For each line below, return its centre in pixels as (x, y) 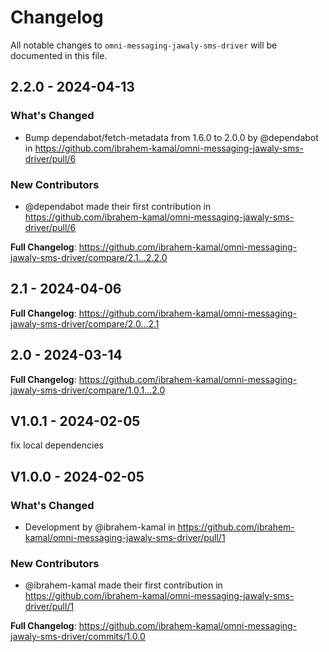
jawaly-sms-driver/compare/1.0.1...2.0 (88, 390)
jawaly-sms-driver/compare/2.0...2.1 (85, 323)
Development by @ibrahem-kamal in (100, 527)
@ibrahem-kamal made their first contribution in (123, 585)
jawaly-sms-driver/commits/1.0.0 (78, 637)
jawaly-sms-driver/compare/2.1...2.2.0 (89, 257)
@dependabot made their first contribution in (118, 206)
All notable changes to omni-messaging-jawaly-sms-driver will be (144, 45)
